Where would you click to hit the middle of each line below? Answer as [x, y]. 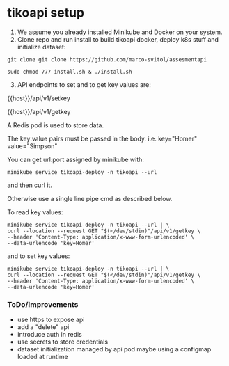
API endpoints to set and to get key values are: [84, 84]
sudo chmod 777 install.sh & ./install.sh [70, 72]
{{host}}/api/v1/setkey [39, 98]
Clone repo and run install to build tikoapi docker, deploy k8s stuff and [118, 39]
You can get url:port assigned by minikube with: [76, 159]
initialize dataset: [41, 47]
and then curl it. [30, 185]
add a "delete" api [43, 327]
